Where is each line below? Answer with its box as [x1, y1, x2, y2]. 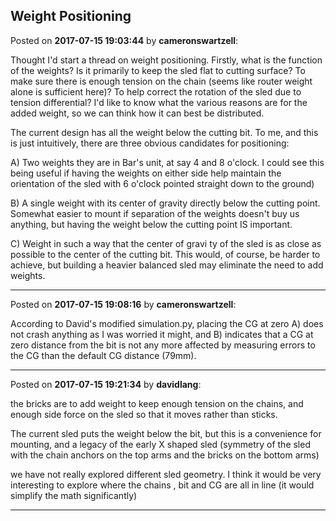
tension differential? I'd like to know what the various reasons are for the [10, 96, 308, 108]
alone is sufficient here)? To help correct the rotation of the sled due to [10, 85, 302, 98]
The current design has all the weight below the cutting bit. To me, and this [10, 126, 319, 138]
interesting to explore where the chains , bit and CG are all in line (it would [10, 479, 315, 491]
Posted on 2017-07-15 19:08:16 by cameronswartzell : [10, 298, 237, 310]
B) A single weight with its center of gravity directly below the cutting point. [10, 197, 321, 209]
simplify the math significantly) [10, 489, 138, 501]
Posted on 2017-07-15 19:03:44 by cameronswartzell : [10, 34, 239, 46]
